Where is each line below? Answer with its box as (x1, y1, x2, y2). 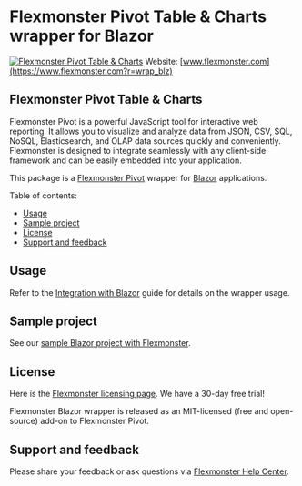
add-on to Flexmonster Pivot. (40, 416, 150, 427)
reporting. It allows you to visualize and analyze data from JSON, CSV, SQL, (9, 126, 293, 137)
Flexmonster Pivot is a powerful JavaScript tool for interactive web (9, 116, 259, 127)
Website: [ (145, 56, 184, 66)
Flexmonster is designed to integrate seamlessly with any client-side (9, 145, 267, 156)
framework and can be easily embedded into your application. (9, 155, 243, 166)
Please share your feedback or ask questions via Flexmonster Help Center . (9, 466, 289, 477)
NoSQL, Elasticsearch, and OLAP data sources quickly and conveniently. (9, 135, 282, 147)
